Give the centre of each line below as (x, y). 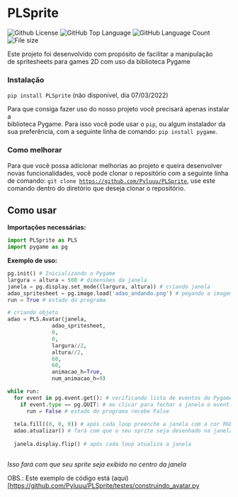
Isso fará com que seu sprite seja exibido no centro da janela (97, 464)
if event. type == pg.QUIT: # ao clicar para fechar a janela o (115, 404)
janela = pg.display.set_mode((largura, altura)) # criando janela (109, 286)
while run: (23, 391)
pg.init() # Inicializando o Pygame (61, 274)
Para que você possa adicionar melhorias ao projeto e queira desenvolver (115, 165)
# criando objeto (33, 313)
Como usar (32, 210)
